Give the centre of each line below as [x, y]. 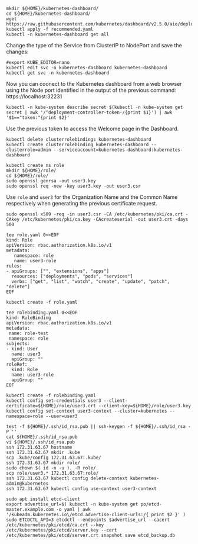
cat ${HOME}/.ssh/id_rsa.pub [42, 437]
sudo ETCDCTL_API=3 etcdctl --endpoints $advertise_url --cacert [88, 520]
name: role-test [29, 333]
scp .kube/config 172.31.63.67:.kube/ [54, 458]
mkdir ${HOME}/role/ [32, 170]
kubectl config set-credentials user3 [54, 401]
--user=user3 [62, 416]
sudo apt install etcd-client [43, 499]
